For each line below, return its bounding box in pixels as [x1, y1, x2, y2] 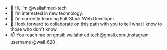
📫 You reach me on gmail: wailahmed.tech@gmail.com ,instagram [10, 32, 149, 38]
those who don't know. [10, 26, 58, 32]
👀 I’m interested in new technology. [10, 10, 83, 16]
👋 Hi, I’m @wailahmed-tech [10, 5, 67, 11]
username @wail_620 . [10, 39, 58, 45]
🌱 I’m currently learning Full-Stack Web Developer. [10, 16, 115, 21]
